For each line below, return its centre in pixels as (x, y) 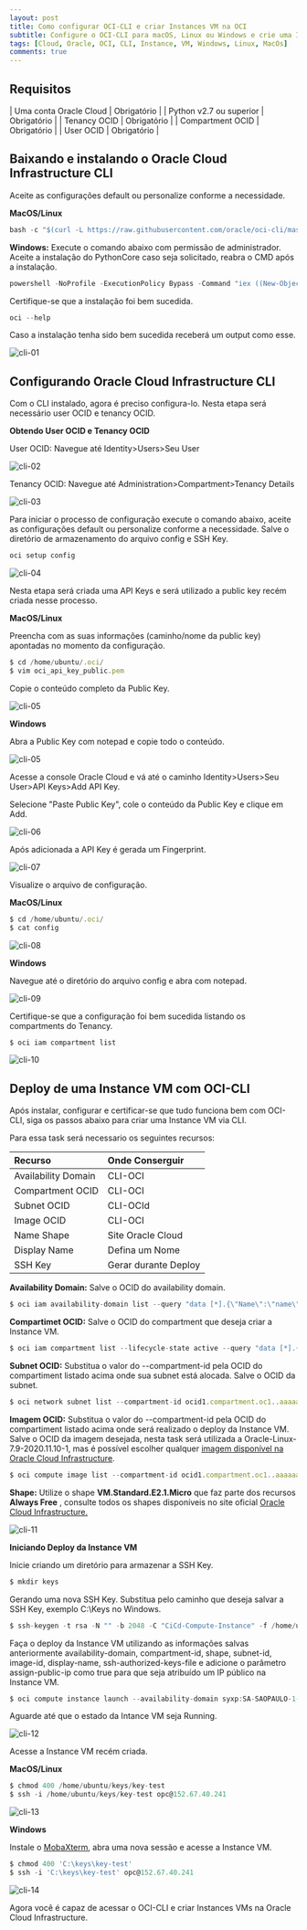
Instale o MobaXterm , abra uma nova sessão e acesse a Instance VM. (141, 1848)
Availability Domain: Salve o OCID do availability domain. (117, 1288)
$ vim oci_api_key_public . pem (67, 671)
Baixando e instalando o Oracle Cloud (118, 159)
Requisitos (40, 89)
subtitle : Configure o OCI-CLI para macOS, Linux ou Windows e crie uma (151, 35)
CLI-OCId (129, 1205)
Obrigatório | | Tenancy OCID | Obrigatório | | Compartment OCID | (134, 121)
